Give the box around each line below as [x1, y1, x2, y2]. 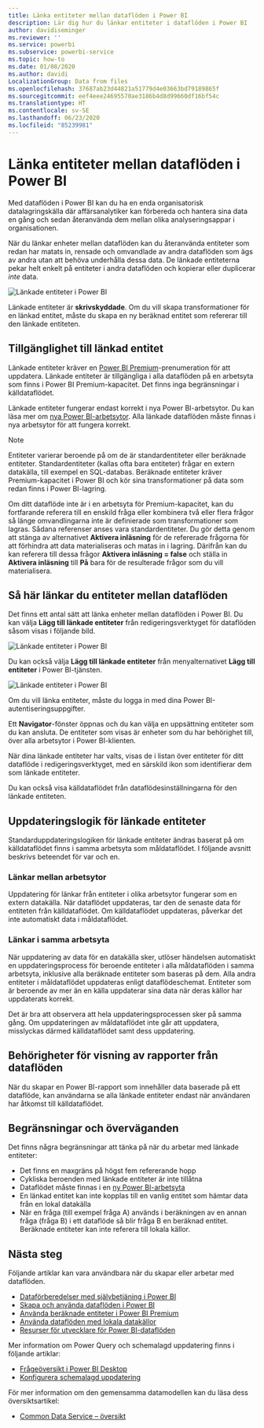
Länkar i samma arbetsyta [8, 934, 110, 945]
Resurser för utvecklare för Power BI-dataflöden [19, 1326, 176, 1335]
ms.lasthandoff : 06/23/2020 [8, 114, 101, 122]
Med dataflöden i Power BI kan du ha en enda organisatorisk [8, 198, 204, 207]
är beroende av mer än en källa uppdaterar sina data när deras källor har [8, 986, 243, 995]
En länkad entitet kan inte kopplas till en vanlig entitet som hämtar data [19, 1191, 248, 1200]
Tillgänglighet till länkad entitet [8, 342, 163, 355]
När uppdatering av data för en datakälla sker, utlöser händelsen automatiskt [8, 952, 256, 961]
